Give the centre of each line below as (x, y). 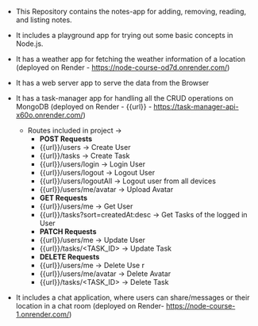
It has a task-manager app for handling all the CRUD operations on (125, 98)
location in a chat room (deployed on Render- (90, 306)
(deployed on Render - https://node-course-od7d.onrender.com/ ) (123, 67)
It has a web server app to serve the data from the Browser (112, 83)
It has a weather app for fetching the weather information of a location (131, 59)
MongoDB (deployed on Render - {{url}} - (84, 107)
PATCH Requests (68, 232)
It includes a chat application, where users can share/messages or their (133, 297)
